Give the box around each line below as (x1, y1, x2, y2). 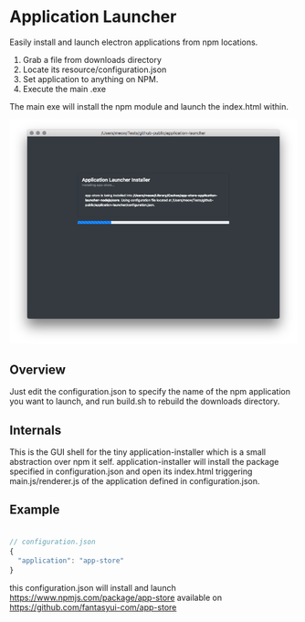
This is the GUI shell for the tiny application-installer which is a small (9, 447, 267, 458)
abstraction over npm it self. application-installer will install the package (9, 457, 279, 468)
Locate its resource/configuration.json (22, 64, 167, 75)
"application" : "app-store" (17, 556, 125, 565)
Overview (9, 362, 67, 377)
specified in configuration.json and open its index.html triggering (9, 466, 253, 477)
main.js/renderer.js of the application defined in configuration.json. (9, 476, 260, 487)
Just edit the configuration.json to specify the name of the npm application (9, 386, 290, 397)
